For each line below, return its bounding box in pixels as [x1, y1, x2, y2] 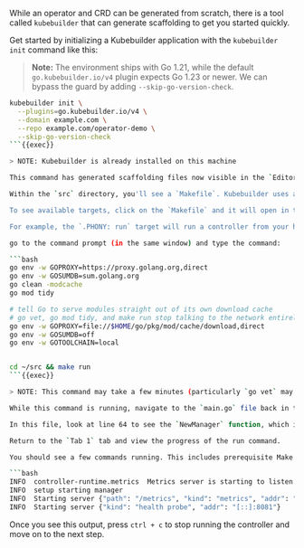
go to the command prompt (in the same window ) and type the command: [9, 239, 281, 248]
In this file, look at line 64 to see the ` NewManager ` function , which [9, 420, 290, 429]
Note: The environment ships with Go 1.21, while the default [31, 62, 254, 72]
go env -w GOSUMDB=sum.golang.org [9, 271, 140, 281]
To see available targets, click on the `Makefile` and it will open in [9, 205, 290, 215]
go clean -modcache [9, 280, 83, 289]
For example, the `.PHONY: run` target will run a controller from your [9, 222, 290, 231]
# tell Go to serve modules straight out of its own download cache [9, 305, 273, 314]
